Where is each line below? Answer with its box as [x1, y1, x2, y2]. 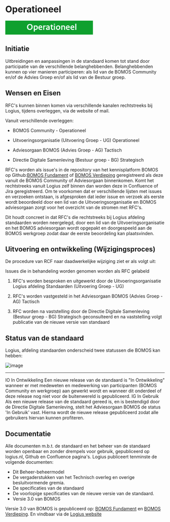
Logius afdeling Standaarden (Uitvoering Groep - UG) [12, 283, 124, 289]
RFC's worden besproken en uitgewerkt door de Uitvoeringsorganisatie [12, 278, 161, 284]
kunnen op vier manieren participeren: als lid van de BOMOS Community [5, 68, 157, 74]
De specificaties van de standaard [12, 485, 84, 491]
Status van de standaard [5, 333, 84, 343]
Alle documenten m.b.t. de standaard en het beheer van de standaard [5, 443, 150, 449]
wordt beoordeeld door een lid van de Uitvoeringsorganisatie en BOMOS [5, 199, 157, 205]
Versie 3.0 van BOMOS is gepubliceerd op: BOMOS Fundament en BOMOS [5, 506, 161, 511]
